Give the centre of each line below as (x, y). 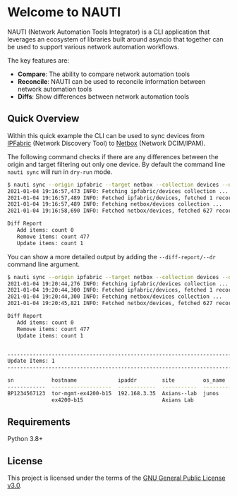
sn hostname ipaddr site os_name (116, 380)
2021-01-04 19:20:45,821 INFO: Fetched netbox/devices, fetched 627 (110, 304)
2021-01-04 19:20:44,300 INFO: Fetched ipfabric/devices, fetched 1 (110, 290)
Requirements (39, 422)
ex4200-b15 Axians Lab (123, 400)
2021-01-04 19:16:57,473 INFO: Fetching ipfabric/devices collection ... (118, 191)
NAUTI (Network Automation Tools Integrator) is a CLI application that (109, 32)
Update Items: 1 (31, 361)
